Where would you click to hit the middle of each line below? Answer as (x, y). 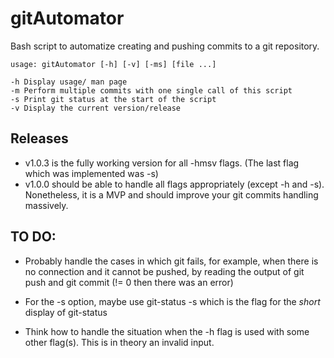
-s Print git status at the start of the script (113, 99)
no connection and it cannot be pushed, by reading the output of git (164, 271)
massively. (46, 205)
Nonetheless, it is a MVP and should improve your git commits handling (171, 194)
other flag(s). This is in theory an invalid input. (119, 342)
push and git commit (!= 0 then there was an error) (129, 282)
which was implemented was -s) (91, 173)
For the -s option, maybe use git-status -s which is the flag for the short (172, 301)
